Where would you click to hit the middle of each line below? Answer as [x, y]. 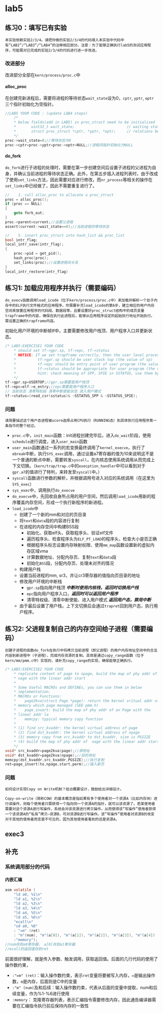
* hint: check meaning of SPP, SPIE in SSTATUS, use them [83, 373]
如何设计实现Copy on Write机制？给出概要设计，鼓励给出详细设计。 [64, 789]
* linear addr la [31, 714]
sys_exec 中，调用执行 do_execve [43, 490]
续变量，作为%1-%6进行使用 [41, 994]
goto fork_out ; [29, 213]
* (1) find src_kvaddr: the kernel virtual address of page [76, 728]
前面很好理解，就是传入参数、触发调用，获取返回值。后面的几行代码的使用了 [81, 959]
